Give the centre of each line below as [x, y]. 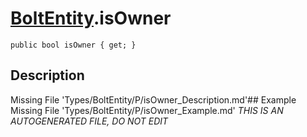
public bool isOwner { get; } [73, 45]
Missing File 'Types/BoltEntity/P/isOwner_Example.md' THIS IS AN [147, 110]
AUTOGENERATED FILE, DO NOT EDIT [89, 121]
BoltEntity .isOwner [91, 18]
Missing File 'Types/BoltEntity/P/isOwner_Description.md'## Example [153, 99]
